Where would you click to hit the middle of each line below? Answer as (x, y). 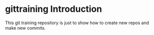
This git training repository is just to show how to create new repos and (77, 23)
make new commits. (25, 28)
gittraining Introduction (54, 9)
